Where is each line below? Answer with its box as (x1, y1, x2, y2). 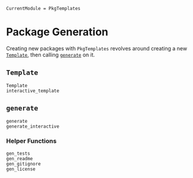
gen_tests (6, 150, 31, 157)
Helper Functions (6, 137, 57, 145)
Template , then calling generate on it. (6, 51, 95, 58)
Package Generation (6, 26, 108, 39)
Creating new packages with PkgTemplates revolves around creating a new (6, 44, 188, 52)
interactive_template (6, 88, 60, 94)
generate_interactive (6, 123, 60, 129)
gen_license (6, 166, 36, 172)
